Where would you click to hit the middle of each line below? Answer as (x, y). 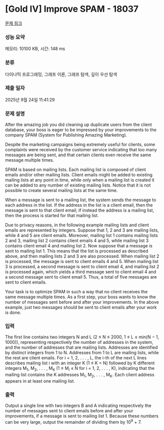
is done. (13, 312)
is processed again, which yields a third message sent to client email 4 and (81, 272)
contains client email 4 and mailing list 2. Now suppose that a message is (79, 246)
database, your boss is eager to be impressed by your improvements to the (81, 130)
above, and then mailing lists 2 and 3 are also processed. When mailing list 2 (82, 256)
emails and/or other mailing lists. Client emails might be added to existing (79, 175)
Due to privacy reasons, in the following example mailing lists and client (77, 225)
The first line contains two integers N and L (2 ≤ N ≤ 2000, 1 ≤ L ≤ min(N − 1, (82, 337)
